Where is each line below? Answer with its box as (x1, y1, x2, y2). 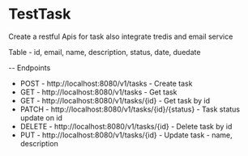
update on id (19, 112, 63, 122)
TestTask (8, 5, 71, 23)
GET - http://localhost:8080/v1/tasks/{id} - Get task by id (19, 95, 211, 105)
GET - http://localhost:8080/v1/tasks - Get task (19, 86, 177, 97)
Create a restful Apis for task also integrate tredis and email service (8, 32, 233, 41)
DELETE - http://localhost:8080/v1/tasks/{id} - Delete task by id (19, 121, 233, 131)
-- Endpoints (8, 62, 51, 73)
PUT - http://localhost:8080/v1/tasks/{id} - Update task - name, (19, 130, 233, 140)
